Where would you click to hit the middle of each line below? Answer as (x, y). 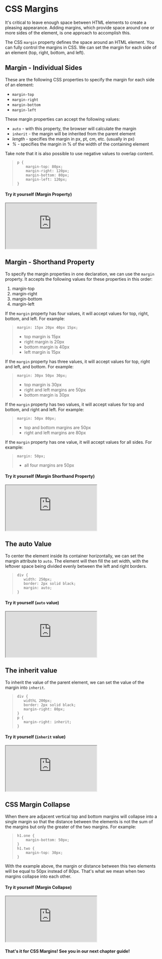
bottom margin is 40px (47, 347)
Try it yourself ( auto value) (32, 603)
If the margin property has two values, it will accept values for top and (75, 404)
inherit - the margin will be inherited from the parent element (74, 134)
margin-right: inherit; (48, 722)
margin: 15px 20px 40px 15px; (48, 327)
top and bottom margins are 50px (57, 427)
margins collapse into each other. (38, 876)
